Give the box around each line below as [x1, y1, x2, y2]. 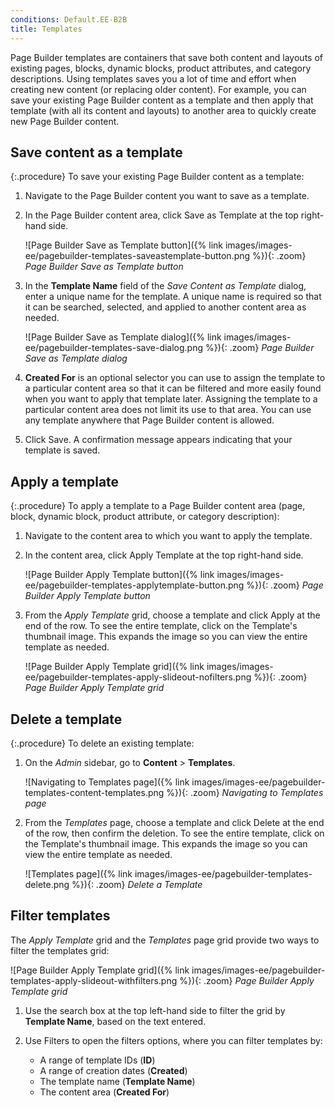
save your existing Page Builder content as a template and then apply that [10, 94, 314, 106]
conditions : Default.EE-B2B [10, 14, 128, 25]
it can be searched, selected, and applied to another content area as [24, 301, 307, 313]
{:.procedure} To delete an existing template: [10, 737, 195, 749]
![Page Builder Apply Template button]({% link [24, 569, 215, 581]
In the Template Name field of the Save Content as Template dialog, [24, 280, 307, 292]
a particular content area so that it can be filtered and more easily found [24, 382, 322, 395]
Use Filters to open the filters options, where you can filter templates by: [24, 1034, 323, 1046]
